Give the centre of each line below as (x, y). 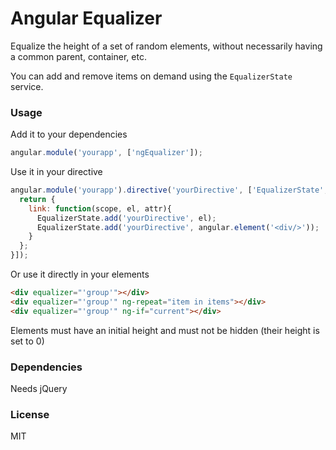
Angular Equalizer (86, 18)
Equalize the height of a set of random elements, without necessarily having (166, 46)
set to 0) (27, 341)
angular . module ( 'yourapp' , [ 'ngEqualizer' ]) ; (106, 153)
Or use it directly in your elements (80, 274)
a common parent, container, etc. (78, 56)
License (30, 414)
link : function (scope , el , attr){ (100, 208)
